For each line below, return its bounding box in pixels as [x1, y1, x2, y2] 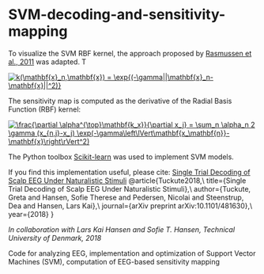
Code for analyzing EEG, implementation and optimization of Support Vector [8, 248, 256, 258]
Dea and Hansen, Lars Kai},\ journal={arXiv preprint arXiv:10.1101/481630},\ [8, 200, 253, 211]
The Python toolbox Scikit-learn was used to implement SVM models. [8, 152, 235, 162]
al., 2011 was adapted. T [8, 57, 87, 67]
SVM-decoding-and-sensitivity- [8, 6, 226, 24]
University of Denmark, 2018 [8, 233, 102, 242]
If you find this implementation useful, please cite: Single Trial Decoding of [8, 167, 251, 177]
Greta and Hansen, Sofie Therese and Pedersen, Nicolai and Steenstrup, [8, 192, 244, 202]
